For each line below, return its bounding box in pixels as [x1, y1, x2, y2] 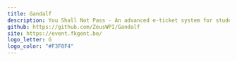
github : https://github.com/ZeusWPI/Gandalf [7, 23, 140, 30]
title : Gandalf [7, 10, 52, 18]
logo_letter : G [7, 36, 52, 43]
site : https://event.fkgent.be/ [7, 29, 102, 37]
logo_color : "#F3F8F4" [7, 43, 74, 50]
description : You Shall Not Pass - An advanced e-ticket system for [7, 17, 213, 24]
